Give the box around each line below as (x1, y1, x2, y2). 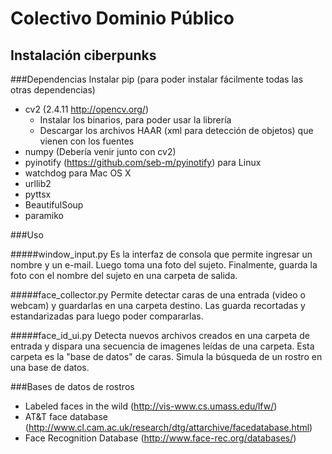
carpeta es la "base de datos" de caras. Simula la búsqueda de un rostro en (10, 351, 323, 362)
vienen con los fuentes (39, 135, 135, 147)
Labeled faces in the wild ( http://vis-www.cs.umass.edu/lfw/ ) (24, 400, 278, 412)
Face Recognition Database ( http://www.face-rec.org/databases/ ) (24, 432, 297, 444)
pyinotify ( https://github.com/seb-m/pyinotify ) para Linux (24, 157, 262, 168)
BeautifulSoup (24, 199, 84, 211)
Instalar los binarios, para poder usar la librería (39, 114, 232, 126)
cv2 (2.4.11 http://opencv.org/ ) (24, 103, 149, 115)
